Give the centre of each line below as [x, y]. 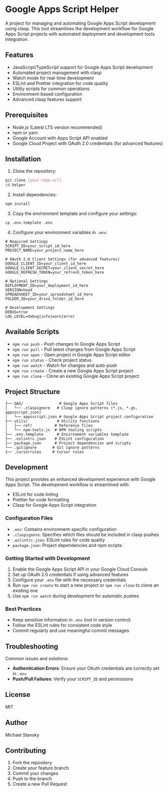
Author [16, 723]
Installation [23, 159]
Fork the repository [32, 763]
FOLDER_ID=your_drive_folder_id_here [45, 299]
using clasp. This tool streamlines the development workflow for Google [79, 28]
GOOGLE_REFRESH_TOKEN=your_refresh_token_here [55, 272]
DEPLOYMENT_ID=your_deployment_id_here [47, 285]
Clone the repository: [34, 171]
